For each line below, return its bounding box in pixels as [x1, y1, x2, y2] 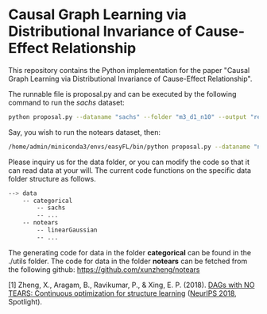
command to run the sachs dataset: [8, 98, 125, 107]
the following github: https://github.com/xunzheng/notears [8, 264, 200, 274]
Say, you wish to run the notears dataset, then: [8, 127, 161, 136]
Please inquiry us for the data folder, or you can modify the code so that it [8, 157, 250, 167]
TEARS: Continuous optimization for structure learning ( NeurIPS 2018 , [8, 288, 237, 298]
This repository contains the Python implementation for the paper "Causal [8, 65, 250, 75]
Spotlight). [8, 297, 42, 306]
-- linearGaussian [37, 226, 98, 235]
